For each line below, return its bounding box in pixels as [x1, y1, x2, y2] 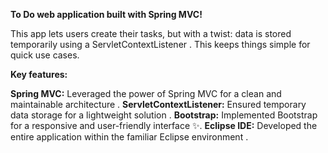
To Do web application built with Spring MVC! [10, 9, 203, 20]
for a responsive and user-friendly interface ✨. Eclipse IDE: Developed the [10, 120, 318, 131]
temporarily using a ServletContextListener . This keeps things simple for [10, 39, 311, 50]
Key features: [10, 69, 68, 80]
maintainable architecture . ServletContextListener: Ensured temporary [10, 99, 307, 110]
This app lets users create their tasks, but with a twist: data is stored [10, 28, 292, 39]
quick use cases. [10, 49, 80, 61]
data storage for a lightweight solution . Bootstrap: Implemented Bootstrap [10, 109, 318, 121]
